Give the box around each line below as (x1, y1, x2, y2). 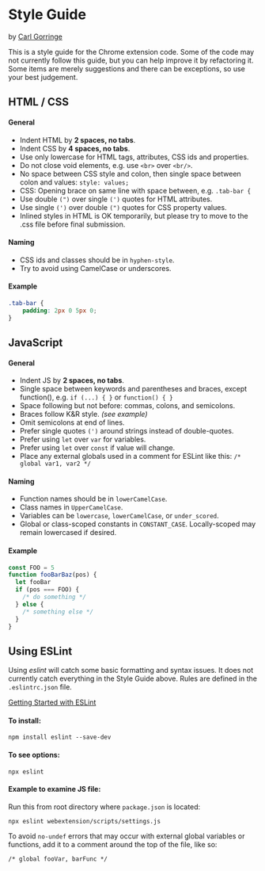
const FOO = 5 (8, 563, 55, 571)
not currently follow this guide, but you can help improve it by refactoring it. (8, 55, 254, 65)
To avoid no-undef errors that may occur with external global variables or (8, 831, 245, 841)
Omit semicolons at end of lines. (19, 418, 125, 427)
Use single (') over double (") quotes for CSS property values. (19, 202, 227, 212)
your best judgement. (8, 72, 78, 82)
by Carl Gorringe (8, 32, 63, 41)
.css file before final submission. (19, 220, 126, 229)
